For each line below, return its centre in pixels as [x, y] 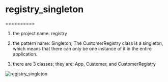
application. [25, 54]
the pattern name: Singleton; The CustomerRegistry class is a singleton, [88, 43]
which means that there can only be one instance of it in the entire [82, 48]
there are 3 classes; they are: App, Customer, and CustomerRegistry [84, 64]
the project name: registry [40, 33]
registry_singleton [45, 9]
